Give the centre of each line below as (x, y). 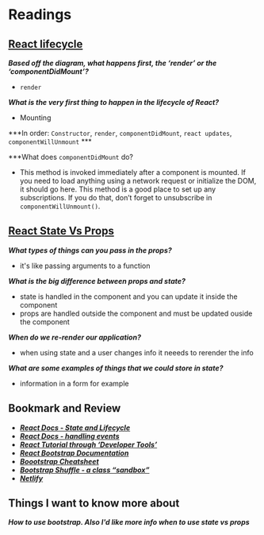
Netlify (31, 478)
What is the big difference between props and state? (97, 281)
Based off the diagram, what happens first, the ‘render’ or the (113, 63)
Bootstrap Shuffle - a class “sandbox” (84, 470)
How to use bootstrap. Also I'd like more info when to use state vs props (129, 522)
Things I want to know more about (94, 504)
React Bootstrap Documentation (74, 453)
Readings (40, 15)
